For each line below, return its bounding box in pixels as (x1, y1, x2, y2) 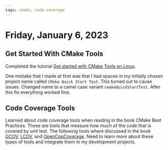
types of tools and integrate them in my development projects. (5, 139, 136, 145)
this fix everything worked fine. (5, 89, 71, 95)
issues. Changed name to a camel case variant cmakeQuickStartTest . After (5, 83, 161, 89)
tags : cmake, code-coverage (5, 7, 65, 13)
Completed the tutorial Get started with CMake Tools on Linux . (5, 63, 136, 69)
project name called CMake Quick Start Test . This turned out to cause (5, 78, 152, 84)
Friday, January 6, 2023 (5, 29, 108, 41)
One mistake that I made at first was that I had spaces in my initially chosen (5, 73, 163, 79)
